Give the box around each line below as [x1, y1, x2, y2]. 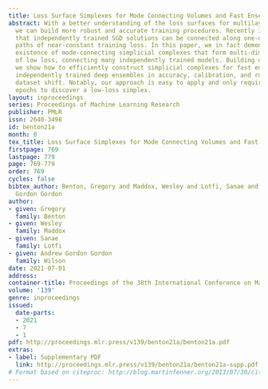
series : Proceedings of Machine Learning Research [8, 101, 180, 109]
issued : [8, 301, 34, 309]
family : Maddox [15, 227, 66, 236]
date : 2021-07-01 [8, 264, 66, 272]
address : [8, 272, 37, 280]
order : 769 [8, 168, 45, 176]
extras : [8, 346, 34, 354]
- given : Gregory [8, 204, 66, 212]
